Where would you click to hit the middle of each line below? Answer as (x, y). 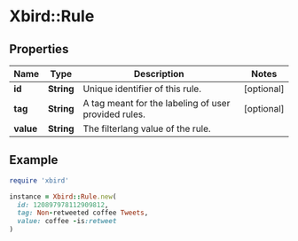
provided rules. (114, 114)
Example (34, 160)
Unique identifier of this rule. (142, 89)
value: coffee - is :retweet (67, 222)
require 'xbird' (39, 180)
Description (159, 74)
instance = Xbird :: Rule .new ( (63, 197)
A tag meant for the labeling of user (157, 103)
